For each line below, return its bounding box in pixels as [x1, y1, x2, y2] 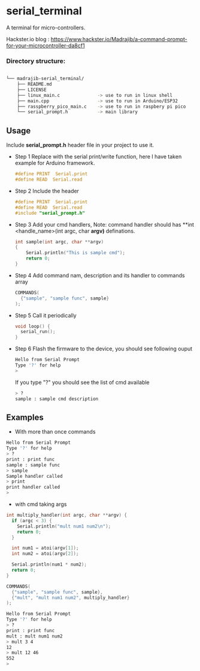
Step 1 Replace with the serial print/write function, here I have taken [14, 153, 182, 160]
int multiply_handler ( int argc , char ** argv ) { [6, 513, 128, 518]
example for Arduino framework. [14, 160, 95, 167]
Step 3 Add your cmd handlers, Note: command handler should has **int [14, 221, 195, 228]
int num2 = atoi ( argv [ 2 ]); [11, 551, 79, 557]
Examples [6, 412, 44, 422]
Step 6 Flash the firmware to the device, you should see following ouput [14, 345, 193, 352]
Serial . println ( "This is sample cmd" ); [26, 250, 126, 256]
